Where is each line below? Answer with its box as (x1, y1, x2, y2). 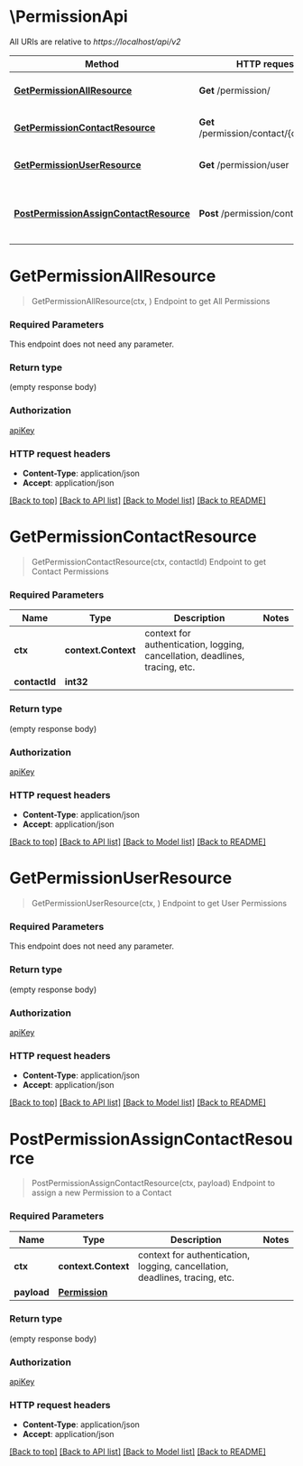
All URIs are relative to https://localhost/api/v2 (9, 36, 181, 47)
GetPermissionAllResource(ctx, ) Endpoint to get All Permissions (31, 295, 271, 306)
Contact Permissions (31, 566, 110, 577)
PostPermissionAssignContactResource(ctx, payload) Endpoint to (31, 1178, 276, 1189)
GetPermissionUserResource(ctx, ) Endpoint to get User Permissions (31, 898, 287, 909)
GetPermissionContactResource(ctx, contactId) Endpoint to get (31, 557, 266, 567)
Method (84, 57, 120, 70)
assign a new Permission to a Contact (31, 1187, 172, 1198)
